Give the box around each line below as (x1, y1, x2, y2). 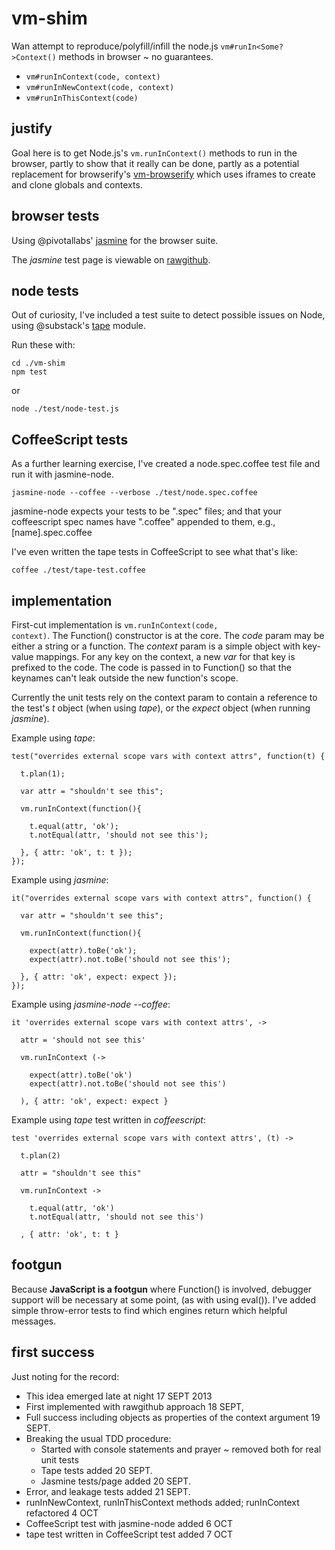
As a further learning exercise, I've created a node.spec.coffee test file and (11, 458, 321, 470)
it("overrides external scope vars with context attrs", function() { (11, 893, 312, 903)
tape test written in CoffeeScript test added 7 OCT (25, 1528, 233, 1540)
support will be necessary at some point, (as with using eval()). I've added (11, 1293, 317, 1306)
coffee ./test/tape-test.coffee (11, 565, 146, 576)
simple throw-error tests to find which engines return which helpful (11, 1304, 288, 1316)
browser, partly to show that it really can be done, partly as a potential (11, 157, 300, 169)
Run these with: (11, 339, 76, 351)
